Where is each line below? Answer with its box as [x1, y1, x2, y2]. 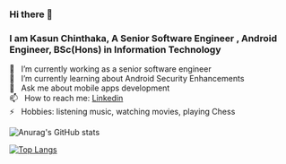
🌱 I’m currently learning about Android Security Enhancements [9, 73, 245, 84]
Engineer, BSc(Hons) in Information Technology [9, 43, 221, 56]
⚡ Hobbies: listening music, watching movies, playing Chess [9, 107, 236, 117]
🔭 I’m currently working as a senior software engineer [9, 64, 212, 74]
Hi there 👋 [9, 8, 54, 21]
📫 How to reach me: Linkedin [9, 93, 124, 104]
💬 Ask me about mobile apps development [9, 82, 170, 93]
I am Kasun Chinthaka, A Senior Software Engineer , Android [9, 31, 278, 44]
